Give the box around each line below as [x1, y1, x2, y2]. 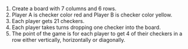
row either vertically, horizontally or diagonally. [11, 37, 126, 43]
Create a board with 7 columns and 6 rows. [11, 5, 117, 12]
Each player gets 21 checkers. [11, 18, 85, 24]
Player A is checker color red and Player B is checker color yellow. [11, 11, 173, 18]
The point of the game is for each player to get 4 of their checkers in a [11, 30, 183, 37]
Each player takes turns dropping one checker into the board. [11, 24, 161, 31]
